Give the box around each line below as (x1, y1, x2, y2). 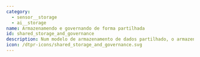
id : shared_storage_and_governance (6, 31, 95, 37)
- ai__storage (11, 20, 46, 26)
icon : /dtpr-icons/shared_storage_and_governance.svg (6, 42, 143, 48)
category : (6, 8, 31, 15)
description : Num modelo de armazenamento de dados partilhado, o (6, 36, 174, 42)
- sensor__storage (11, 14, 58, 20)
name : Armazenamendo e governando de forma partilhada (6, 25, 145, 31)
